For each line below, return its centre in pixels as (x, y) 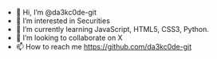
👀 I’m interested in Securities (63, 21)
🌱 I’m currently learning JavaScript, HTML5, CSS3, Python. (112, 29)
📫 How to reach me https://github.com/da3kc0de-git (104, 47)
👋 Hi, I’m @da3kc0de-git (56, 12)
